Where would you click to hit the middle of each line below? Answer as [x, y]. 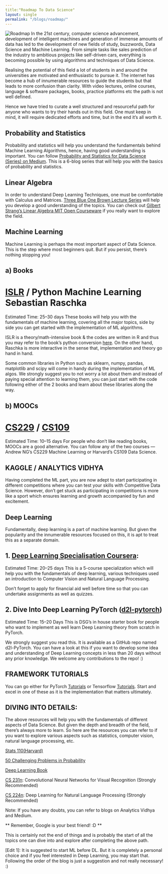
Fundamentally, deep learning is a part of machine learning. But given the [81, 529]
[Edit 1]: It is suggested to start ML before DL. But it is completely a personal [84, 850]
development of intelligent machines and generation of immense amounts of [84, 39]
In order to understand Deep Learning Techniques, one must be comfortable [84, 195]
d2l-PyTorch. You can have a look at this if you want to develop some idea [82, 647]
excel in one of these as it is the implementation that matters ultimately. [78, 692]
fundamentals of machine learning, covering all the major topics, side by [80, 322]
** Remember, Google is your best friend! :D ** [53, 825]
